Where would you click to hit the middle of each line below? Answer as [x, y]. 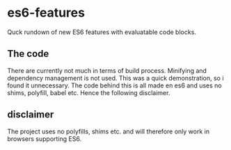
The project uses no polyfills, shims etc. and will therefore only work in [109, 131]
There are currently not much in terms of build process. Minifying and [107, 70]
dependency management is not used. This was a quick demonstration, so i [115, 78]
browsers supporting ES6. [45, 139]
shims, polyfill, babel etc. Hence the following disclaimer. [89, 92]
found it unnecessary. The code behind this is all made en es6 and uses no [114, 85]
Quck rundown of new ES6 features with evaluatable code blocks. [102, 32]
